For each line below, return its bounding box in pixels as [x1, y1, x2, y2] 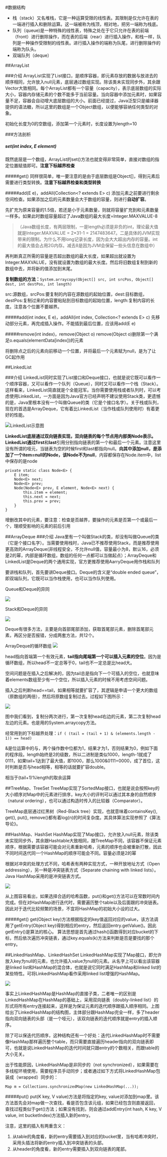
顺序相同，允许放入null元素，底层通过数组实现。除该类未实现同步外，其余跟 [5, 79, 161, 85]
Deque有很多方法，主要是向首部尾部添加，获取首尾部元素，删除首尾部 [5, 626, 150, 632]
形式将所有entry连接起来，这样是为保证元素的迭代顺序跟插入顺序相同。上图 [5, 1003, 160, 1009]
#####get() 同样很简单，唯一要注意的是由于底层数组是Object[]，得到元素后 [5, 173, 160, 179]
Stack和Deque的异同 [5, 606, 48, 612]
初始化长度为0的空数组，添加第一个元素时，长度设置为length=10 [5, 121, 137, 126]
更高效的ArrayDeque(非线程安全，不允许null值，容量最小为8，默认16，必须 [5, 546, 159, 552]
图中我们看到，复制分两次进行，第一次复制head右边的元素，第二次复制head [5, 713, 161, 719]
